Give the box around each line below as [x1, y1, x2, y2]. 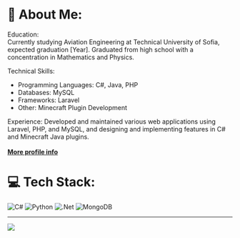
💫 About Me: [7, 6, 83, 23]
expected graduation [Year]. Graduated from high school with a [7, 45, 194, 54]
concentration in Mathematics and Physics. [7, 53, 134, 61]
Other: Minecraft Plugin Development [17, 103, 127, 111]
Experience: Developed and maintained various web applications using [7, 117, 216, 126]
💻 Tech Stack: [7, 174, 96, 190]
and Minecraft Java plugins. [7, 132, 89, 141]
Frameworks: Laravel [17, 96, 80, 104]
